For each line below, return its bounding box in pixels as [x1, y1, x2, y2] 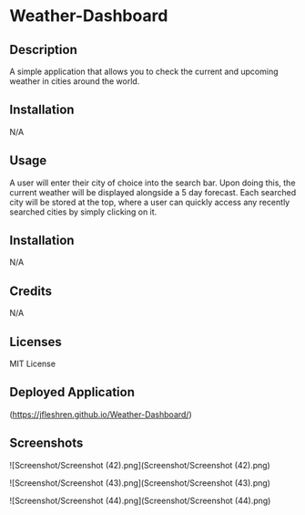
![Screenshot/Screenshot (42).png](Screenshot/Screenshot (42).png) [9, 459, 270, 470]
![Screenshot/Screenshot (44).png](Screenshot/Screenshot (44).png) [9, 495, 271, 506]
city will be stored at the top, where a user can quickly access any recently [9, 196, 290, 207]
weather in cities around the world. [9, 76, 140, 87]
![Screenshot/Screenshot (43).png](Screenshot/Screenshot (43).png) [9, 477, 271, 489]
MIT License [9, 358, 56, 370]
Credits [9, 283, 53, 299]
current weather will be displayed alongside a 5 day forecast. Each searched [9, 186, 297, 197]
